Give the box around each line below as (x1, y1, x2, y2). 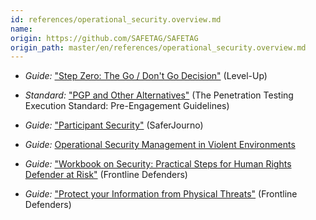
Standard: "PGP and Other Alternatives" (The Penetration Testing (24, 89, 294, 101)
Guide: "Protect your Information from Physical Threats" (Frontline (24, 188, 298, 200)
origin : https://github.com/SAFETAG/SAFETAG (10, 33, 199, 43)
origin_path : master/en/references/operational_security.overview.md (10, 42, 307, 53)
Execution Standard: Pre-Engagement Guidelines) (24, 100, 230, 112)
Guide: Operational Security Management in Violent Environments (24, 139, 296, 151)
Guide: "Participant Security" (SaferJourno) (24, 119, 204, 131)
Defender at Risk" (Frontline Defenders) (24, 169, 188, 181)
